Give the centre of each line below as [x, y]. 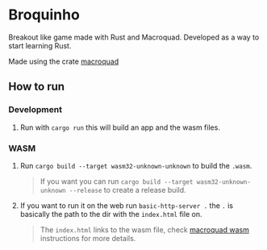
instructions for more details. [88, 238]
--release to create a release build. [128, 190]
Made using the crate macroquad [64, 61]
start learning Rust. [40, 45]
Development [35, 110]
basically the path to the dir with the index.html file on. [111, 214]
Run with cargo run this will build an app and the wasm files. [120, 127]
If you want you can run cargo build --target [117, 181]
